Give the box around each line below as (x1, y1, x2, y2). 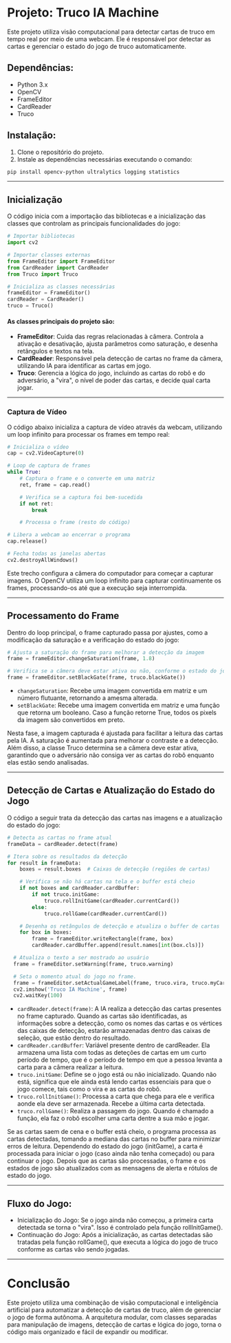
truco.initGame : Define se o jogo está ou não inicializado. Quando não (16, 1071, 217, 1079)
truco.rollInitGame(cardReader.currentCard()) (43, 897, 180, 904)
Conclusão (7, 1276, 70, 1291)
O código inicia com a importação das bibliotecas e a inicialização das (7, 212, 206, 221)
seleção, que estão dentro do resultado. (16, 1034, 131, 1042)
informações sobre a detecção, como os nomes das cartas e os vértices (16, 1019, 222, 1027)
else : (32, 904, 48, 910)
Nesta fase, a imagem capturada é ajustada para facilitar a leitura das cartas (7, 729, 223, 737)
